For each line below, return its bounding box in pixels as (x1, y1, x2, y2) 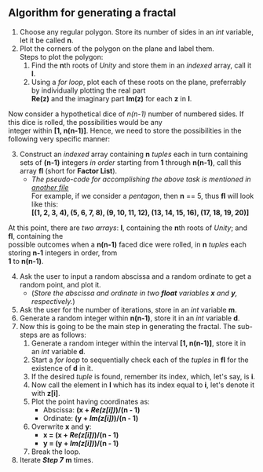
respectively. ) (31, 296, 76, 306)
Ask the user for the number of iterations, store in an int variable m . (19, 305, 237, 314)
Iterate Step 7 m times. (19, 455, 94, 464)
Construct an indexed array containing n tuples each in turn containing (19, 149, 249, 159)
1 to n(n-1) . (8, 256, 44, 265)
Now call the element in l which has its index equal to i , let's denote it (31, 380, 255, 390)
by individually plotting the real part (31, 86, 146, 95)
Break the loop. (31, 447, 81, 456)
